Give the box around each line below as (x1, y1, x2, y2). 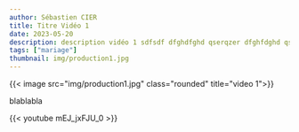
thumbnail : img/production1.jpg (9, 54, 129, 63)
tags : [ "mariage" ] (9, 46, 77, 55)
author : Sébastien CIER (9, 12, 98, 22)
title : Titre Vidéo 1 (9, 21, 90, 30)
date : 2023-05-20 (9, 29, 74, 38)
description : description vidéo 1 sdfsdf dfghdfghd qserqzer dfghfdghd (9, 37, 280, 47)
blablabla (9, 96, 43, 106)
